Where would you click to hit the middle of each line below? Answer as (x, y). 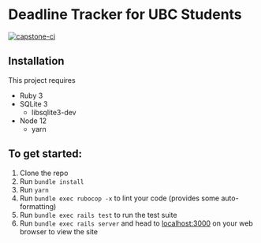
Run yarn (34, 189)
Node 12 (33, 121)
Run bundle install (52, 181)
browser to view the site (59, 231)
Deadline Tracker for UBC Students (125, 15)
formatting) (38, 206)
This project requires (42, 80)
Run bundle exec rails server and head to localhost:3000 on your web (136, 223)
